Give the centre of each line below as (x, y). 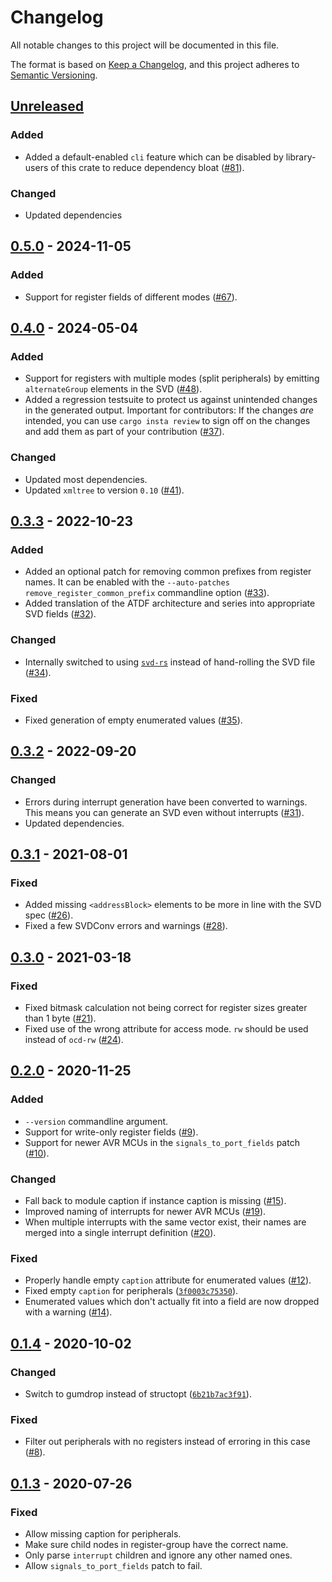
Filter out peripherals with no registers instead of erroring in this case (167, 1442)
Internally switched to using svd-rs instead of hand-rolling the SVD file (170, 662)
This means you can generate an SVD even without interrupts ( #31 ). (164, 812)
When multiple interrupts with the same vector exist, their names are (165, 1222)
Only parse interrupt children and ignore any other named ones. (158, 1555)
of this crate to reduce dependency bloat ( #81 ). (147, 167)
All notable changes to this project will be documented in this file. (145, 45)
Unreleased (47, 106)
